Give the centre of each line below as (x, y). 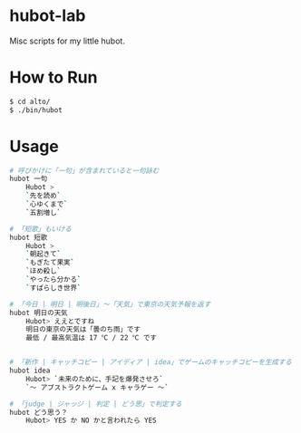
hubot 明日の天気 (39, 313)
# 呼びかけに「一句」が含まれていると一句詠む (84, 170)
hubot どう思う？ (39, 412)
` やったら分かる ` (53, 280)
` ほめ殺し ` (44, 271)
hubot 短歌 (29, 237)
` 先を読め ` (44, 196)
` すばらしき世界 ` (53, 288)
